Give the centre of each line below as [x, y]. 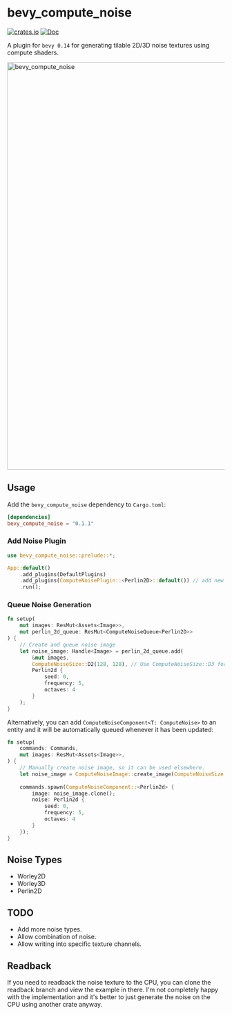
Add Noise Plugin [37, 541]
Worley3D [31, 884]
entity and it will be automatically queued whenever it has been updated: [110, 729]
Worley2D [31, 876]
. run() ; [30, 587]
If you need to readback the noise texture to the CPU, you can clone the [109, 983]
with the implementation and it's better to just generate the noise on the [109, 997]
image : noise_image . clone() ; [74, 794]
